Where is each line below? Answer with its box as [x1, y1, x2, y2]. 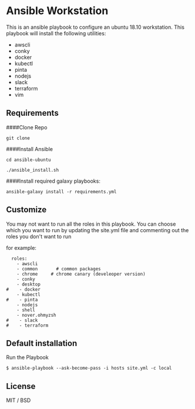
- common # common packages [16, 266, 101, 271]
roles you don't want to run [6, 233, 72, 240]
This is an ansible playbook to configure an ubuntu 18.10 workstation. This [6, 24, 185, 31]
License [6, 381, 36, 391]
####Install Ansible [6, 145, 53, 152]
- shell [16, 307, 35, 313]
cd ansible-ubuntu [6, 157, 51, 163]
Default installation [6, 338, 78, 348]
